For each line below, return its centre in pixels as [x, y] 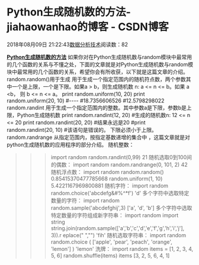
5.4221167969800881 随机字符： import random [109, 185]
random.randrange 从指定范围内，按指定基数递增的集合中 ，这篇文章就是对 [98, 137]
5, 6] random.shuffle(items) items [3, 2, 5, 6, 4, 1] [110, 256]
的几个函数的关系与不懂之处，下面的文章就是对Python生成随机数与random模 [100, 64]
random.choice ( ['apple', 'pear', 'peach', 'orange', [111, 242]
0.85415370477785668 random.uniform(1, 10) [107, 179]
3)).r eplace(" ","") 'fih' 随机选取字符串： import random [118, 235]
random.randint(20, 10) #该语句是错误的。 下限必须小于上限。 [82, 130]
